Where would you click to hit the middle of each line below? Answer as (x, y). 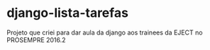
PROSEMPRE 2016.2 (36, 39)
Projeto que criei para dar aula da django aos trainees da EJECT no (105, 32)
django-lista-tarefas (68, 13)
